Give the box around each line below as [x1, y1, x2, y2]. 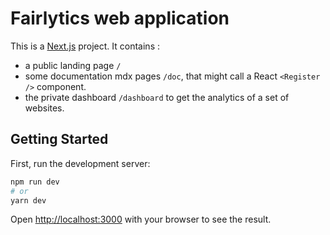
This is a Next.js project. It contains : [10, 40, 161, 52]
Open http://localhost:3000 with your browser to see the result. [10, 213, 272, 226]
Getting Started [10, 131, 109, 148]
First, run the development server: [10, 157, 151, 169]
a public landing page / [24, 59, 122, 71]
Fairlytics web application [10, 7, 230, 30]
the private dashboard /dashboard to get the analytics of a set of [24, 91, 290, 103]
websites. [24, 102, 65, 114]
